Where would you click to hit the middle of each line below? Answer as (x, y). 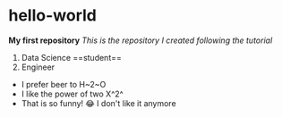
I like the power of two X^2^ (73, 94)
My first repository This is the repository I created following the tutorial (141, 40)
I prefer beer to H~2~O (64, 84)
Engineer (38, 67)
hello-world (53, 16)
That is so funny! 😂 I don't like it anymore (98, 103)
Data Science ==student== (71, 57)
